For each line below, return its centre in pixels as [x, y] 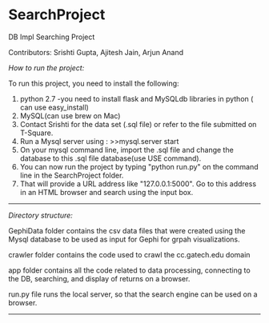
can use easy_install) [54, 107]
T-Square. [36, 133]
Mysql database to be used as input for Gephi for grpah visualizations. [124, 239]
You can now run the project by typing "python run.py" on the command [139, 166]
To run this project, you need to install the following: [94, 83]
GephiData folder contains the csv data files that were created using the [127, 230]
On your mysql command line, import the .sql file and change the [126, 150]
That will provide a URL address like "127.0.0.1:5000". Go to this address [138, 183]
